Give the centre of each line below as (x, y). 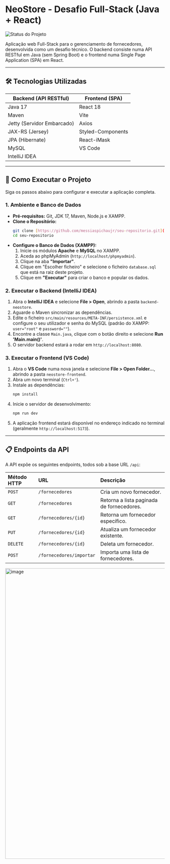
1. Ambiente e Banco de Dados (43, 205)
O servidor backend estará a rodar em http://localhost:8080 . (77, 345)
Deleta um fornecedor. (127, 544)
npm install (25, 394)
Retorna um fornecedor (128, 515)
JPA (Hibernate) (27, 139)
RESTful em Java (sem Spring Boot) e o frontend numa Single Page (75, 55)
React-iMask (95, 139)
